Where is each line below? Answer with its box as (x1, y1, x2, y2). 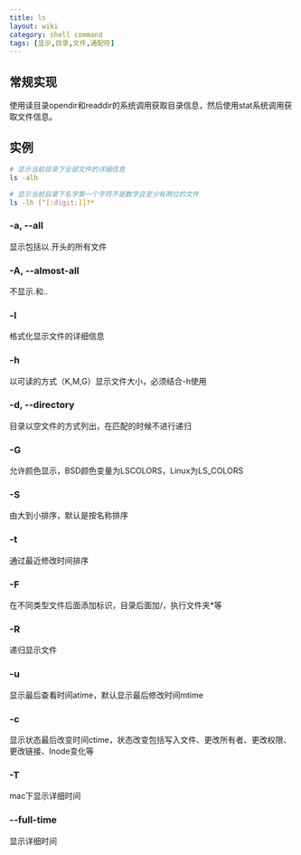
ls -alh (9, 173, 39, 182)
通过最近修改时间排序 (9, 555, 89, 565)
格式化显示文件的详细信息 (9, 331, 105, 342)
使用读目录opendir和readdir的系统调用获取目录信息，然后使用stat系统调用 (9, 100, 285, 111)
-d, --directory (9, 399, 75, 412)
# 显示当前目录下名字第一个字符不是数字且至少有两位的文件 (9, 189, 200, 199)
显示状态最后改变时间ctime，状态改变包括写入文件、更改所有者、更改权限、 (9, 734, 292, 745)
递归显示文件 (9, 644, 57, 656)
